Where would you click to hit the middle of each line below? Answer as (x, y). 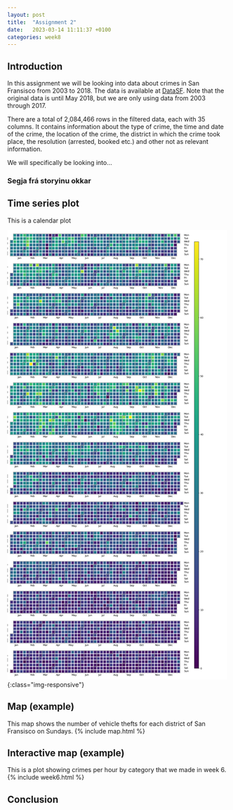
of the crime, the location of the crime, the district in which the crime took (114, 134)
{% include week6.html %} (46, 777)
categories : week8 (34, 37)
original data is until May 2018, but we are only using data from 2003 (106, 98)
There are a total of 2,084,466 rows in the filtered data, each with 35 (106, 119)
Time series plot (43, 204)
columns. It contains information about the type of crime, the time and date (116, 127)
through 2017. (27, 106)
